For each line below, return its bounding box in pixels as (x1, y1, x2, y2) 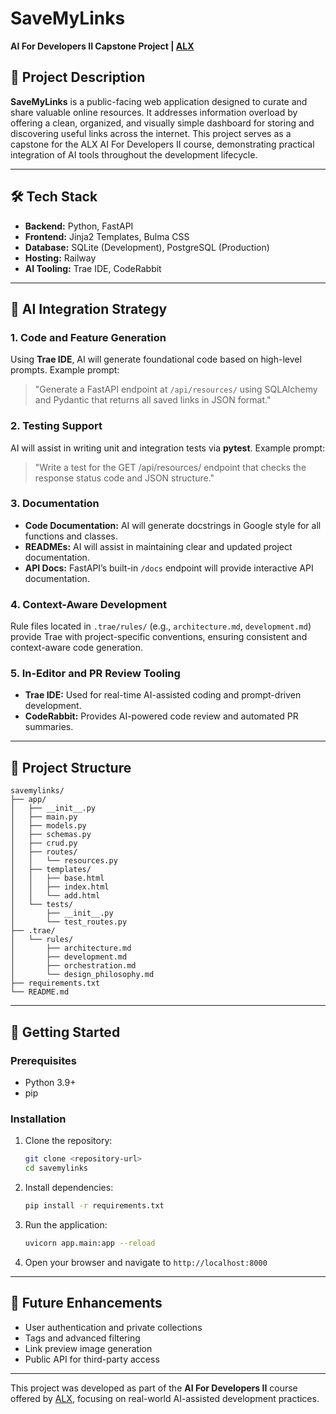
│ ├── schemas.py (10, 830, 92, 840)
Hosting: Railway (24, 252, 97, 264)
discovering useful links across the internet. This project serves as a (10, 127, 292, 139)
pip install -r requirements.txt (24, 1200, 165, 1211)
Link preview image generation (24, 1342, 153, 1354)
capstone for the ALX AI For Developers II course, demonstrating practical (10, 138, 315, 150)
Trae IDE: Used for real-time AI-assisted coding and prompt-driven (24, 689, 302, 701)
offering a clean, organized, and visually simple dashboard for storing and (10, 117, 315, 129)
